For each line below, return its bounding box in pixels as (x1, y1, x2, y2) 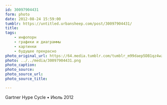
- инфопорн (14, 35, 37, 40)
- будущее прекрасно (14, 49, 57, 53)
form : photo (5, 12, 30, 17)
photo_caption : (5, 62, 37, 67)
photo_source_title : (5, 76, 48, 81)
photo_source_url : (5, 72, 43, 77)
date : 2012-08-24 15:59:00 (5, 16, 61, 21)
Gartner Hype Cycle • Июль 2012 (5, 94, 74, 100)
